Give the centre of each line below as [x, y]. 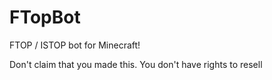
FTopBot [45, 17]
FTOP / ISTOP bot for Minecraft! [75, 45]
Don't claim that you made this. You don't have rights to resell [136, 64]
